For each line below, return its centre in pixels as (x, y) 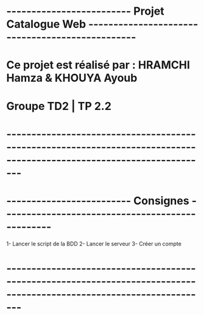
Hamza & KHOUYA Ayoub (72, 78)
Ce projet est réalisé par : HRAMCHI (98, 65)
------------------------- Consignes (98, 201)
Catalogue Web (46, 24)
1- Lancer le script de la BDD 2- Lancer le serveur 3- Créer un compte (94, 244)
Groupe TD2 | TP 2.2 (59, 106)
